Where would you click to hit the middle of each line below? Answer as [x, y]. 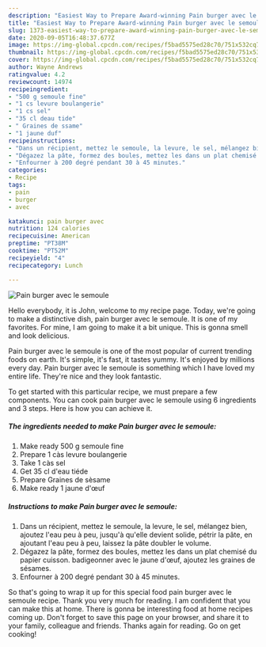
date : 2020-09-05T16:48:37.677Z [61, 38]
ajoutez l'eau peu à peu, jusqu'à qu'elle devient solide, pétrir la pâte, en [136, 535]
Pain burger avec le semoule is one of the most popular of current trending [130, 351]
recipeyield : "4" [37, 258]
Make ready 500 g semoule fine [72, 446]
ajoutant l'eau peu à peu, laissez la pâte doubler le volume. [116, 543]
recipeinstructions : [42, 141]
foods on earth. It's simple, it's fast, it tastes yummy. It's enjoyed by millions [131, 359]
